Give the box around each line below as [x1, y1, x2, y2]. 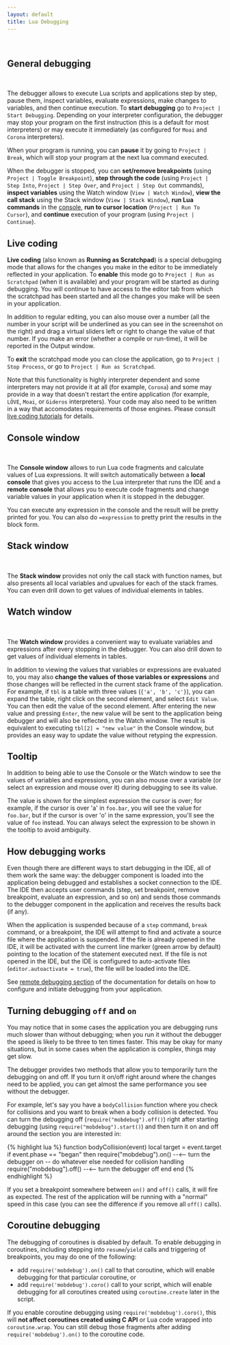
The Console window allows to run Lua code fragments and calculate [7, 463, 204, 471]
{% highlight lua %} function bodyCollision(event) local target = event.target [7, 1143, 222, 1151]
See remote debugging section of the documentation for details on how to [7, 978, 216, 986]
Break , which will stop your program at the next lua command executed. [7, 153, 209, 162]
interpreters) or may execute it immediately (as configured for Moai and [7, 125, 207, 134]
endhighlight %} [7, 1172, 53, 1180]
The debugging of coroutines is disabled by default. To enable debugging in [7, 1237, 221, 1246]
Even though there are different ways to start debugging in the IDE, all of [7, 864, 212, 872]
